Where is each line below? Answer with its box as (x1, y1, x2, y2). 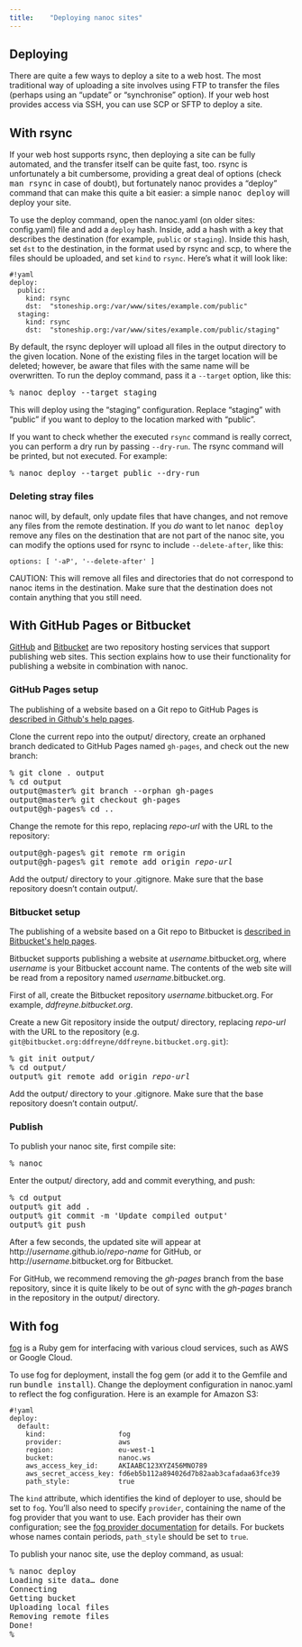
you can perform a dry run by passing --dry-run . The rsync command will (9, 441, 284, 452)
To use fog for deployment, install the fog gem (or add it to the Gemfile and (9, 1369, 288, 1380)
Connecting (9, 1584, 58, 1595)
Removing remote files (9, 1611, 110, 1622)
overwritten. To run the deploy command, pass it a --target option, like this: (9, 371, 291, 381)
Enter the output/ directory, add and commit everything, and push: (9, 1176, 255, 1186)
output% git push (9, 1220, 86, 1231)
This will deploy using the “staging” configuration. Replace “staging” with (9, 405, 281, 416)
